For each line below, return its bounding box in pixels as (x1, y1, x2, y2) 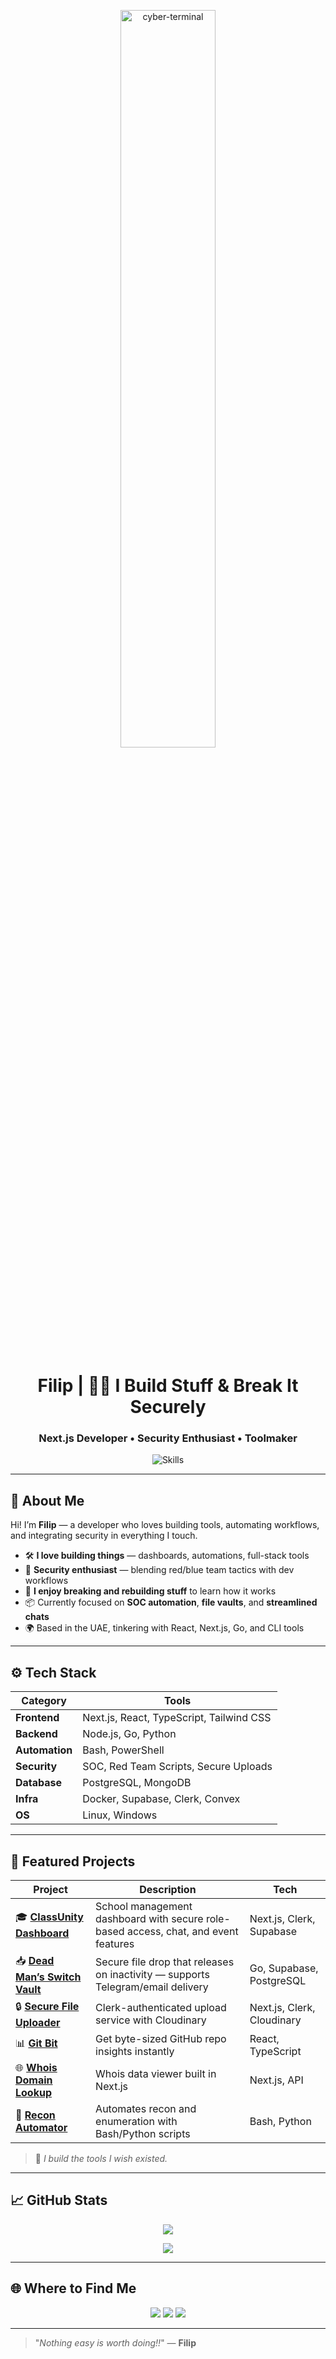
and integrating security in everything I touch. (10, 1530, 198, 1542)
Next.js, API (249, 2073, 304, 2087)
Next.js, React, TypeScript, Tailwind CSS (82, 1711, 272, 1725)
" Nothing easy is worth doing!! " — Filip (34, 2336, 197, 2349)
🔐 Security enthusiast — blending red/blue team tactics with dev (24, 1564, 295, 1576)
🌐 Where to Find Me (10, 2280, 137, 2297)
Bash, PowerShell (82, 1743, 165, 1757)
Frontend (15, 1711, 60, 1725)
